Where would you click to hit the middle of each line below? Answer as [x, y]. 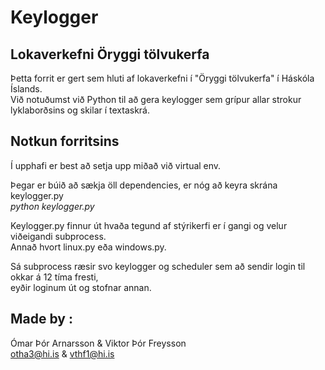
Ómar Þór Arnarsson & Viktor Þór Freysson [98, 343]
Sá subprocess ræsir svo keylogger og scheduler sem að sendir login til [158, 266]
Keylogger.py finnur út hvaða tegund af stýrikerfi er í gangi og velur [149, 225]
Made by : [41, 319]
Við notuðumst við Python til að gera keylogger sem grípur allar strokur [156, 99]
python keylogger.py [52, 206]
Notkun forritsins [65, 141]
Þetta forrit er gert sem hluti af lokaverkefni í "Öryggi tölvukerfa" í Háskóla [162, 78]
